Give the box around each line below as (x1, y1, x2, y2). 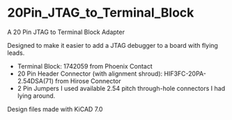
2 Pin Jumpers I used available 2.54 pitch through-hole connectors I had (17, 84, 225, 92)
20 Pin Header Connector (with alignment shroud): (17, 69, 163, 78)
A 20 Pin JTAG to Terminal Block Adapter (7, 28, 125, 36)
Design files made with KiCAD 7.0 (7, 105, 103, 113)
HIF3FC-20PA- (164, 69, 207, 78)
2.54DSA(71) (17, 76, 54, 85)
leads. (7, 49, 25, 57)
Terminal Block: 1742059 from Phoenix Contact (17, 62, 153, 70)
